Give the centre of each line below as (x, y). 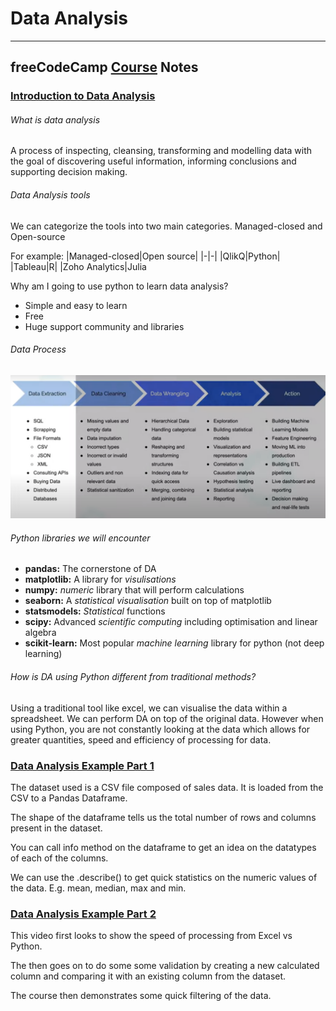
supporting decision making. (69, 172)
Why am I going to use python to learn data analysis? (119, 286)
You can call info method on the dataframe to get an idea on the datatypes (163, 847)
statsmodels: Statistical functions (95, 611)
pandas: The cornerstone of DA (90, 569)
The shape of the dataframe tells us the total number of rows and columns (163, 817)
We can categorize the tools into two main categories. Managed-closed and (166, 226)
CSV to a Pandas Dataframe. (69, 798)
